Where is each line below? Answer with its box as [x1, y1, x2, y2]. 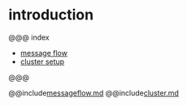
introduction [8, 6, 94, 24]
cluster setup [20, 57, 65, 66]
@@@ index [8, 32, 50, 42]
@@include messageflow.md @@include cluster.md [8, 87, 179, 98]
